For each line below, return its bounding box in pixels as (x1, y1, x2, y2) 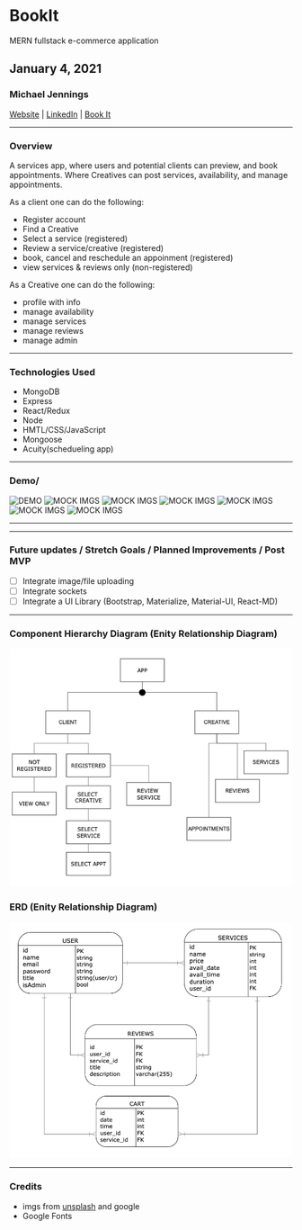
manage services (22, 316, 87, 327)
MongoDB (22, 386, 60, 397)
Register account (22, 213, 86, 225)
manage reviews (22, 325, 84, 336)
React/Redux (22, 406, 70, 417)
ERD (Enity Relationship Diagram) (9, 901, 158, 913)
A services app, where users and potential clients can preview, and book (9, 159, 279, 171)
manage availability (22, 306, 94, 317)
